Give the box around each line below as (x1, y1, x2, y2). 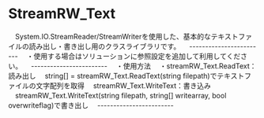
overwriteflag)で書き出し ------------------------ (8, 100, 174, 110)
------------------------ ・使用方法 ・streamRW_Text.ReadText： (30, 61, 257, 71)
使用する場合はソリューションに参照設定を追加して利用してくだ (33, 51, 241, 61)
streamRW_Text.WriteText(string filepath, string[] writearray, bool (14, 90, 227, 100)
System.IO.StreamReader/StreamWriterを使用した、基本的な (14, 31, 211, 41)
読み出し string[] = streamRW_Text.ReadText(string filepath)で (8, 71, 217, 80)
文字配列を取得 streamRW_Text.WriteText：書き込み (35, 80, 211, 90)
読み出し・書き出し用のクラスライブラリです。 (28, 41, 181, 51)
